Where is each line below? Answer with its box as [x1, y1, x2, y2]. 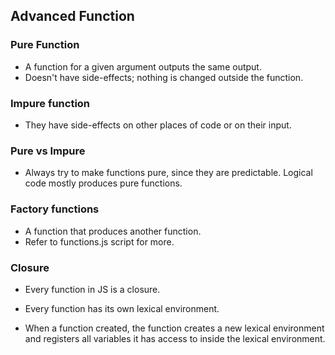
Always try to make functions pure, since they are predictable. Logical [24, 167, 313, 179]
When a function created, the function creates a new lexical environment [24, 322, 325, 334]
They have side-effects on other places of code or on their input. [24, 119, 292, 131]
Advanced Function [10, 8, 135, 25]
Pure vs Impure [10, 144, 86, 158]
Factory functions [10, 202, 100, 216]
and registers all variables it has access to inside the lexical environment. [24, 332, 326, 344]
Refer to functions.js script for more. [24, 235, 175, 248]
